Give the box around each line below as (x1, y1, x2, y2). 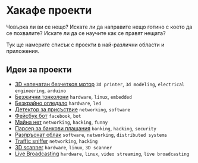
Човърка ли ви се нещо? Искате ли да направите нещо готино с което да (6, 23, 193, 30)
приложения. (6, 47, 40, 54)
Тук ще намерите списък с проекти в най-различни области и (6, 41, 165, 48)
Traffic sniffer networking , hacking (14, 137, 98, 145)
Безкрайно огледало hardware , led (14, 99, 102, 106)
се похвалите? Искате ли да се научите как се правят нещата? (6, 29, 166, 36)
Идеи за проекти (6, 65, 72, 75)
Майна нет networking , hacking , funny (14, 118, 108, 126)
